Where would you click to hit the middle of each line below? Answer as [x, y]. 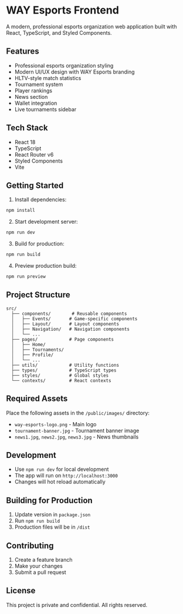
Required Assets [37, 399]
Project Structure [38, 295]
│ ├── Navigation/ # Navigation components [71, 329]
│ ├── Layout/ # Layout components [65, 324]
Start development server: [46, 222]
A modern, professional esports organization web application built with [91, 26]
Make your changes [38, 566]
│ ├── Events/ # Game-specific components [74, 318]
